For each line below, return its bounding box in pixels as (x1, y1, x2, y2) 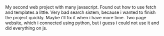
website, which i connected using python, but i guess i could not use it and (5, 20, 159, 26)
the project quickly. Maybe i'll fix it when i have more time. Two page (5, 15, 146, 20)
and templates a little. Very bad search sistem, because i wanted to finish (5, 9, 156, 15)
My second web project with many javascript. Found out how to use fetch (5, 4, 156, 10)
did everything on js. (5, 25, 47, 31)
